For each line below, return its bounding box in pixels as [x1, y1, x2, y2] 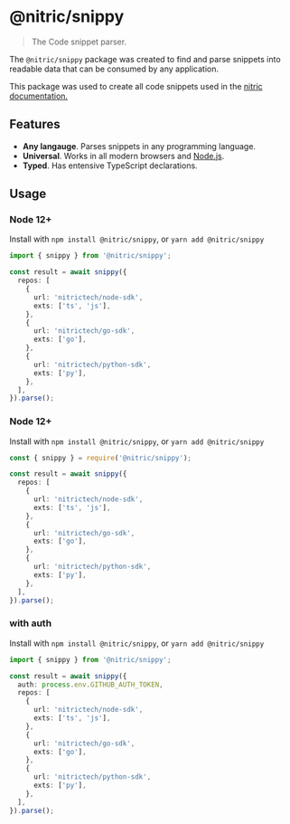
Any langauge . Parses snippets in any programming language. [22, 140, 256, 151]
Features [9, 117, 61, 132]
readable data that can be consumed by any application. [9, 63, 220, 74]
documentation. [9, 90, 69, 101]
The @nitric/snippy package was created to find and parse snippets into [9, 53, 282, 64]
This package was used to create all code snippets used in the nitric [9, 81, 264, 91]
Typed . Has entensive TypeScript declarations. [22, 160, 198, 171]
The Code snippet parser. [31, 36, 127, 47]
